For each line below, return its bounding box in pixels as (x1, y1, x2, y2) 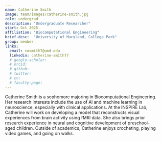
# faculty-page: (9, 80, 43, 85)
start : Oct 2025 (5, 26, 38, 30)
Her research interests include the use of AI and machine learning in (5, 99, 142, 105)
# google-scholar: (9, 57, 47, 62)
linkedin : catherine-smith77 (9, 53, 69, 58)
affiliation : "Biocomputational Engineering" (5, 30, 99, 35)
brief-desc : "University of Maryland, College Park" (5, 35, 117, 40)
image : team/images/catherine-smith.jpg (5, 12, 89, 17)
